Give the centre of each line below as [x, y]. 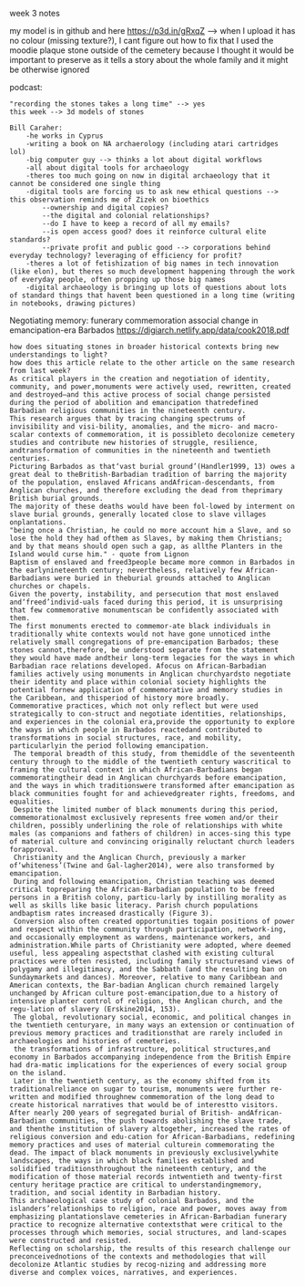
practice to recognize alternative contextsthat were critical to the [146, 1225]
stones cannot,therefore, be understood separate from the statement [144, 650]
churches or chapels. [51, 586]
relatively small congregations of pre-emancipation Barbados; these [144, 642]
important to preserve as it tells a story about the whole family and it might [149, 60]
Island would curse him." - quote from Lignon [99, 555]
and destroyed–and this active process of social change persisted [140, 395]
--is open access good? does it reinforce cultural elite [154, 232]
